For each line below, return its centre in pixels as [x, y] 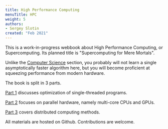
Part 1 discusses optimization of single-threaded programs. [66, 93]
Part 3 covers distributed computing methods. [53, 112]
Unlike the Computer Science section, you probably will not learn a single [81, 62]
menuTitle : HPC [21, 15]
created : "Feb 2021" [27, 33]
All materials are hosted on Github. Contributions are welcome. [70, 122]
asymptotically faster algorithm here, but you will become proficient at [78, 68]
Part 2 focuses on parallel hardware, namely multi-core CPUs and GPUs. [80, 102]
